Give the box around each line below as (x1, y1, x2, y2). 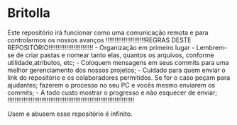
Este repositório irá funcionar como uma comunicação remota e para (7, 28, 209, 37)
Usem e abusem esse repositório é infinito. (7, 109, 133, 118)
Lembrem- (196, 43, 227, 52)
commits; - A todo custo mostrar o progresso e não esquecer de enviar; (7, 88, 218, 97)
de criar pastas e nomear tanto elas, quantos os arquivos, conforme (16, 51, 214, 59)
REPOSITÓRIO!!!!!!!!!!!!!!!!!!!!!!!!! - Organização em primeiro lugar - (7, 43, 195, 52)
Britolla (7, 5, 51, 21)
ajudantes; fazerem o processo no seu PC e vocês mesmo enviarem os (7, 81, 215, 89)
